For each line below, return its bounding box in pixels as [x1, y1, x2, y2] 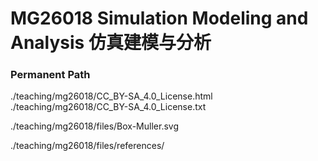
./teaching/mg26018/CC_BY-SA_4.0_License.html [10, 90, 213, 102]
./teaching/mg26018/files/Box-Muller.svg [10, 120, 179, 132]
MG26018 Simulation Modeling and [10, 7, 309, 30]
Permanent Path [10, 68, 91, 82]
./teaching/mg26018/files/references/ [10, 140, 165, 152]
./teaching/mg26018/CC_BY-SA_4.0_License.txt [10, 101, 207, 113]
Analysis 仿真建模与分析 [10, 32, 212, 54]
